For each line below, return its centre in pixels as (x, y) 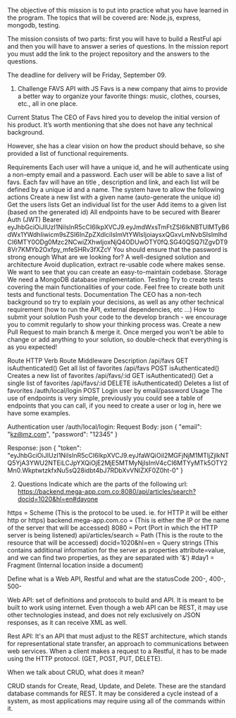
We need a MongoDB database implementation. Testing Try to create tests (116, 279)
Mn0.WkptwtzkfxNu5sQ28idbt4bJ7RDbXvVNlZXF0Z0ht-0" (93, 470)
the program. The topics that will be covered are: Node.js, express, (104, 18)
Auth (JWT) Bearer (35, 219)
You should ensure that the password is (170, 249)
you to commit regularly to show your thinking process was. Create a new (114, 324)
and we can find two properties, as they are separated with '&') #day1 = (111, 558)
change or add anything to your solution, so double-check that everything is (118, 339)
